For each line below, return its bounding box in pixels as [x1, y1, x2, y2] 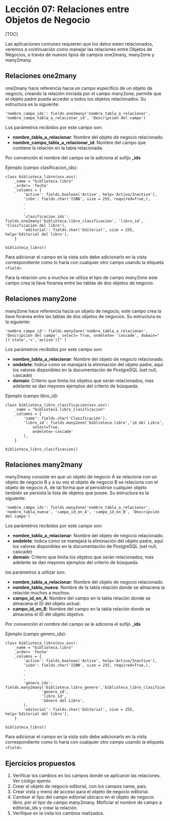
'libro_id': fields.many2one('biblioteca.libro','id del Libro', [23, 420, 164, 425]
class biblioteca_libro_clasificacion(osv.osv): [5, 402, 110, 408]
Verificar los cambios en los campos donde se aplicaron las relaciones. [12, 772, 161, 779]
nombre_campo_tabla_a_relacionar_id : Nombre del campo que [12, 139, 146, 145]
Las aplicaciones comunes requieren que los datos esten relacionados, [5, 40, 153, 47]
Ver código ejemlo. [12, 778, 52, 784]
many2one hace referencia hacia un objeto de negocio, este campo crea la [5, 308, 161, 314]
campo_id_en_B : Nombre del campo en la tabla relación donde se [12, 606, 151, 612]
